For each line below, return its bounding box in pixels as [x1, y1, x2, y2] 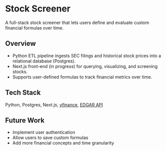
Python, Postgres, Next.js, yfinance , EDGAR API [5, 101, 103, 107]
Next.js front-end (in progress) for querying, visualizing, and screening [12, 63, 158, 69]
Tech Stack [5, 88, 41, 97]
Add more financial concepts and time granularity [12, 140, 115, 146]
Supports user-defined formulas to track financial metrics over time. [12, 73, 153, 80]
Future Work [5, 116, 45, 124]
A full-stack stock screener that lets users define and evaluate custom [5, 19, 150, 25]
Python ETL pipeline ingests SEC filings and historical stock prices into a [12, 52, 161, 58]
